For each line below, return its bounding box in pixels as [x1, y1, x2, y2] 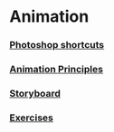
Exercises [9, 111, 54, 124]
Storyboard [9, 87, 61, 99]
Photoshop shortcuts [9, 39, 105, 52]
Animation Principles [9, 63, 104, 76]
